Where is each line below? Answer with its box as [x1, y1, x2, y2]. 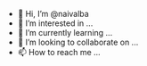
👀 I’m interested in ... [17, 18, 94, 29]
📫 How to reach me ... [17, 47, 101, 57]
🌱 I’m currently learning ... [17, 28, 113, 37]
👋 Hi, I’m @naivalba [17, 9, 89, 19]
